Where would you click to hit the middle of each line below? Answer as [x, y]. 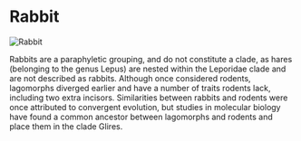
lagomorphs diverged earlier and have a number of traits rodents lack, [140, 88]
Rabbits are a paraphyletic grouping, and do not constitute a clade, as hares [151, 59]
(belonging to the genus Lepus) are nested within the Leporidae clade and [148, 69]
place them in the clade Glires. [66, 126]
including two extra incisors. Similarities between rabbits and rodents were [149, 98]
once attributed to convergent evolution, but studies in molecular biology [145, 107]
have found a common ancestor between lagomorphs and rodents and [141, 117]
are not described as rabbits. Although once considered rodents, [130, 78]
